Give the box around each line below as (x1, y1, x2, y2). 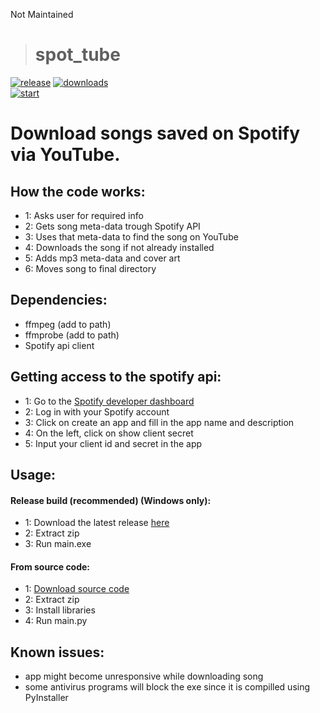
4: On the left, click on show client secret (24, 427, 194, 439)
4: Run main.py (24, 615, 88, 627)
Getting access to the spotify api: (10, 369, 222, 386)
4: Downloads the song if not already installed (24, 241, 215, 253)
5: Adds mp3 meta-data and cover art (24, 252, 181, 264)
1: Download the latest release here (24, 517, 170, 529)
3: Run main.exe (24, 538, 92, 550)
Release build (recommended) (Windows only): (10, 494, 212, 506)
